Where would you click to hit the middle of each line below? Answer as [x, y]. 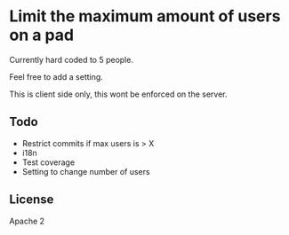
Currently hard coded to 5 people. [71, 59]
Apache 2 [27, 221]
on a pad [41, 35]
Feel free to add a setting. [56, 76]
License [32, 200]
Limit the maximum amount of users [145, 16]
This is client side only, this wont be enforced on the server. [119, 94]
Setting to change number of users [86, 171]
